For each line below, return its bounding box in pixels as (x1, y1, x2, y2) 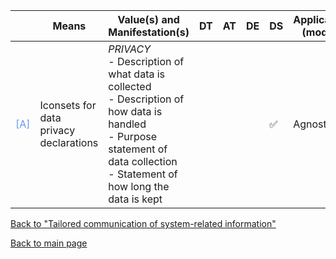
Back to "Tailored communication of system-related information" (10, 218, 277, 229)
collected (108, 80, 152, 93)
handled (108, 117, 147, 131)
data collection (108, 155, 178, 168)
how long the (108, 180, 170, 193)
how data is (108, 105, 163, 118)
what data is (108, 67, 166, 81)
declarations (39, 136, 99, 149)
